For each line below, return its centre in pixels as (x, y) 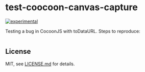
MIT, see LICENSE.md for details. (40, 64)
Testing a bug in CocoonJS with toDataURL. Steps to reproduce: (73, 31)
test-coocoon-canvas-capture (71, 7)
